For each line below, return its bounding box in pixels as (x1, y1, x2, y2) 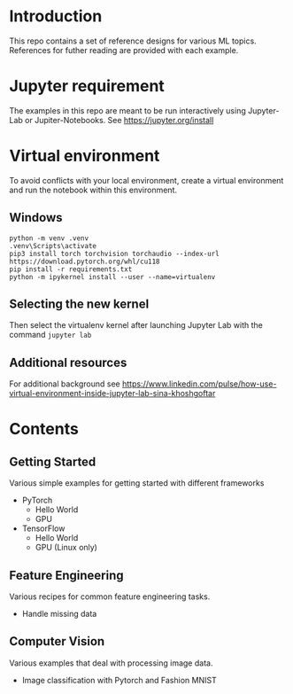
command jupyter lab (9, 330, 92, 340)
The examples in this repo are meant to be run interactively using (9, 105, 246, 116)
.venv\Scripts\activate (9, 241, 97, 250)
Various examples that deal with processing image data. (9, 658, 213, 668)
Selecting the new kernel (9, 297, 150, 312)
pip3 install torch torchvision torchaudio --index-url (9, 249, 220, 258)
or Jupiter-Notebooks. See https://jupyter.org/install (25, 114, 214, 125)
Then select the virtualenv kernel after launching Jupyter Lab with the (9, 320, 263, 331)
